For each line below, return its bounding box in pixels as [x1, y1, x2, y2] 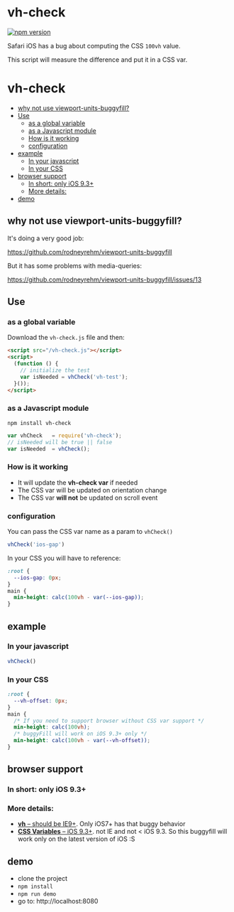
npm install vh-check [7, 419, 72, 427]
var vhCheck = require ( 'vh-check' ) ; [7, 431, 122, 439]
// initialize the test [20, 367, 91, 374]
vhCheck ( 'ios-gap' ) [7, 541, 65, 548]
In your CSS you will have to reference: [7, 554, 121, 562]
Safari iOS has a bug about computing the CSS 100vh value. [7, 41, 181, 50]
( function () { [13, 360, 59, 368]
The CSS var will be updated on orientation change [17, 485, 167, 494]
